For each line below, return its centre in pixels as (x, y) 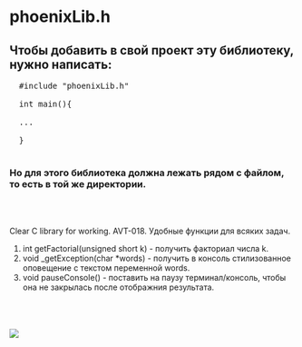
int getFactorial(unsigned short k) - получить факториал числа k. (146, 249)
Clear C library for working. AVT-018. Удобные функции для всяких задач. (150, 231)
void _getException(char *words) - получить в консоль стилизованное (157, 258)
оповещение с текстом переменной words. (106, 268)
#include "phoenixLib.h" (74, 86)
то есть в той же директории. (78, 183)
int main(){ (45, 104)
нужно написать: (61, 64)
